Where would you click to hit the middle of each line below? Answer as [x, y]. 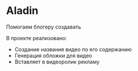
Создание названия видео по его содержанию [73, 49]
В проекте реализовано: [37, 38]
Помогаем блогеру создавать [43, 27]
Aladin [22, 11]
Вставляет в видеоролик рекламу [57, 62]
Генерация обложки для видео [53, 55]
